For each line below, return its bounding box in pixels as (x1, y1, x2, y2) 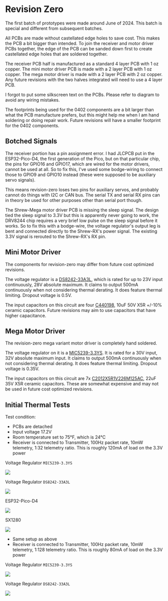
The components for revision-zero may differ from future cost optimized (5, 261, 154, 267)
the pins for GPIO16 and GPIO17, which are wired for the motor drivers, (5, 161, 150, 167)
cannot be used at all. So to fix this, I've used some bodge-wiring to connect (5, 166, 163, 172)
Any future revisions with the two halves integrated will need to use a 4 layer (5, 76, 162, 82)
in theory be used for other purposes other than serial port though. (5, 197, 142, 203)
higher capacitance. (5, 312, 46, 318)
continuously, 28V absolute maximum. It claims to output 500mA (5, 281, 138, 287)
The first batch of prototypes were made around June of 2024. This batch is (5, 20, 162, 26)
